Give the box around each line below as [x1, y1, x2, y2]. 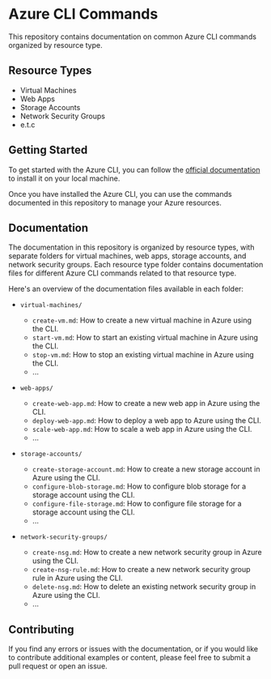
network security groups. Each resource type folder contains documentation [8, 260, 264, 270]
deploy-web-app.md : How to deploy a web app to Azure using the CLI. [32, 416, 261, 425]
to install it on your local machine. [8, 173, 121, 183]
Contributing [8, 622, 74, 636]
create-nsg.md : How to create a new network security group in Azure [32, 548, 262, 557]
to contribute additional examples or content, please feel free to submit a [8, 653, 251, 663]
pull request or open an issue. [8, 661, 108, 671]
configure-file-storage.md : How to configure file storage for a [32, 499, 242, 509]
